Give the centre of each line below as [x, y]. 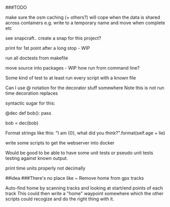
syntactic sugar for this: [30, 103]
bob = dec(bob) [22, 123]
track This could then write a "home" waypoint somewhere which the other [84, 193]
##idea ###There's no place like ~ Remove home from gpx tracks [75, 178]
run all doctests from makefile [37, 58]
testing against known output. [37, 158]
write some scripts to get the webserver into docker [60, 143]
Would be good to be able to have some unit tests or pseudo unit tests [79, 153]
